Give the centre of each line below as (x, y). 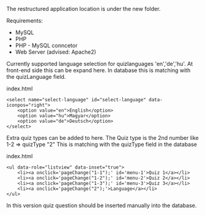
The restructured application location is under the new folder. (84, 9)
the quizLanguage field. (36, 77)
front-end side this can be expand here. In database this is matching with (99, 70)
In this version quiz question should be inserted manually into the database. (102, 205)
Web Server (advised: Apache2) (56, 52)
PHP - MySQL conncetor (46, 46)
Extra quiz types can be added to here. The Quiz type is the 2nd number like (102, 138)
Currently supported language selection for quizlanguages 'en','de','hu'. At (99, 64)
